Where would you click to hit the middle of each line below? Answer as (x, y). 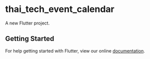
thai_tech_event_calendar (60, 9)
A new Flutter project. (27, 23)
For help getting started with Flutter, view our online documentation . (75, 50)
